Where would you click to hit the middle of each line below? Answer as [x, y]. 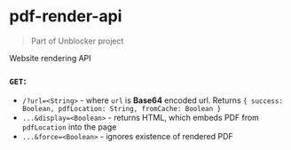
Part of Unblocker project [77, 41]
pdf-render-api [66, 16]
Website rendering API [50, 58]
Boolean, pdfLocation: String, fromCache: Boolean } [122, 109]
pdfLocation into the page [69, 127]
